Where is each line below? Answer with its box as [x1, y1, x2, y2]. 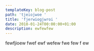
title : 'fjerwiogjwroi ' [5, 17, 58, 22]
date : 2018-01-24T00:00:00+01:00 [5, 21, 76, 27]
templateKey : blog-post [5, 7, 56, 13]
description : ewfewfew [5, 26, 53, 31]
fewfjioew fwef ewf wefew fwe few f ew [5, 40, 89, 46]
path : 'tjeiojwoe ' [5, 12, 47, 17]
